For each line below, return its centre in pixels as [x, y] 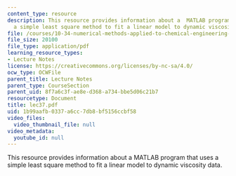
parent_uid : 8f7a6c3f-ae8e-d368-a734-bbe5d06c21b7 [83, 92]
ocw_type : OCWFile [34, 72]
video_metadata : [31, 131]
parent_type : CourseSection [48, 86]
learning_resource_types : [45, 53]
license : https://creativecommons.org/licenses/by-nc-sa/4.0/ [100, 66]
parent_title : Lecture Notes [50, 79]
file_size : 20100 [33, 40]
